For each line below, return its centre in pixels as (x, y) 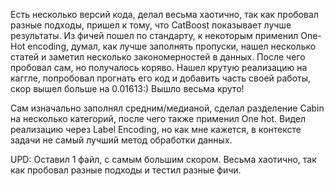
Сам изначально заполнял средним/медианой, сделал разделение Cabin (167, 108)
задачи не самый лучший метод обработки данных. (121, 140)
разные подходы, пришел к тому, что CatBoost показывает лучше (151, 25)
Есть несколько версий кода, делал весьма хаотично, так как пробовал (164, 14)
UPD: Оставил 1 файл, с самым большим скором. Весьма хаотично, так (163, 159)
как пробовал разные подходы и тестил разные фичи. (126, 170)
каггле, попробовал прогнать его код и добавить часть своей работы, (161, 78)
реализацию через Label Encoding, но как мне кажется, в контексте (156, 129)
